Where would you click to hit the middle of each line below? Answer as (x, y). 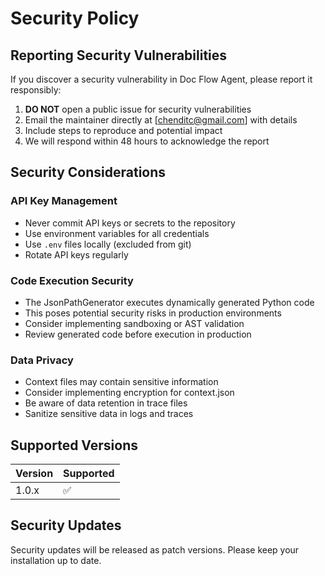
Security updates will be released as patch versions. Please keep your (155, 549)
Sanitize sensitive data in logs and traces (109, 414)
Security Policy (75, 18)
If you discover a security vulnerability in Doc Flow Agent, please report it (161, 79)
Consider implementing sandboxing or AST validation (134, 323)
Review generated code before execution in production (138, 334)
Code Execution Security (72, 280)
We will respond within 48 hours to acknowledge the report (147, 141)
